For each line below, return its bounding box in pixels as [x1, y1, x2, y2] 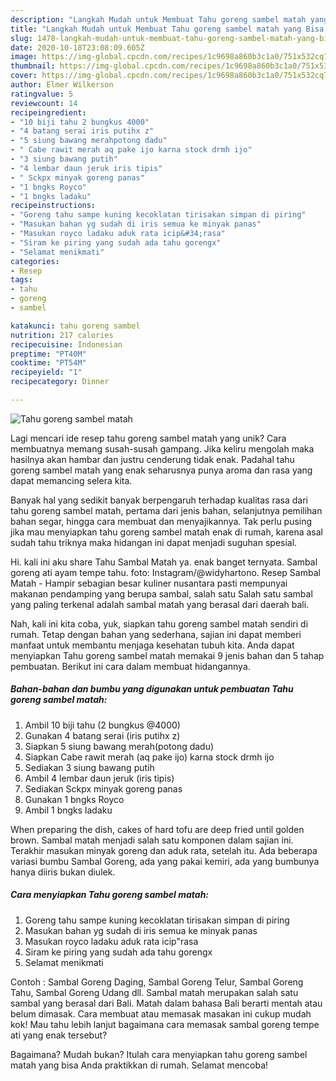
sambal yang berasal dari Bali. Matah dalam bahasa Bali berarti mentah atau [10, 997, 323, 1009]
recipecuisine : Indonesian [10, 339, 123, 350]
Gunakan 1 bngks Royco [24, 793, 125, 805]
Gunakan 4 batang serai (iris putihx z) [24, 729, 181, 741]
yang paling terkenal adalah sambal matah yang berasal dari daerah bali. [10, 598, 310, 610]
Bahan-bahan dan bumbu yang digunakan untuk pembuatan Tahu [10, 683, 294, 695]
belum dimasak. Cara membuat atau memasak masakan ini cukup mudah [10, 1007, 312, 1020]
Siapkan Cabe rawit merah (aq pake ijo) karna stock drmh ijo [24, 751, 275, 763]
